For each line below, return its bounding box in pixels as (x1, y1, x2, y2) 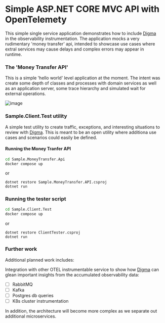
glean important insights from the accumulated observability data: (5, 272, 139, 277)
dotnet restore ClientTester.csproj (5, 230, 81, 235)
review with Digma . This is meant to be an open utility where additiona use (5, 129, 157, 135)
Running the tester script (5, 195, 67, 202)
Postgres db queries (12, 292, 54, 298)
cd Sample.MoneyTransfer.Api (5, 157, 65, 162)
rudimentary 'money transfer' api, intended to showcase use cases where (5, 41, 156, 46)
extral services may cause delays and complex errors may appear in (5, 46, 144, 52)
